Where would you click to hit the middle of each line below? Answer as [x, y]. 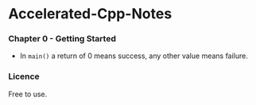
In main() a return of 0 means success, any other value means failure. [134, 56]
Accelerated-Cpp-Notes [90, 14]
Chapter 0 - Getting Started [62, 39]
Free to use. [28, 94]
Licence [24, 76]
